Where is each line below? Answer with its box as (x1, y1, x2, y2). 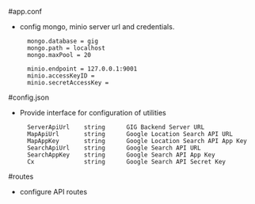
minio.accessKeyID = (27, 72, 95, 80)
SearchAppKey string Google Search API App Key (27, 151, 215, 159)
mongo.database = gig (27, 37, 99, 45)
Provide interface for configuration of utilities (19, 108, 166, 117)
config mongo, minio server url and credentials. (19, 22, 175, 31)
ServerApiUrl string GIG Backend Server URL (27, 123, 205, 131)
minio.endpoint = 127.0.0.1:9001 (27, 65, 138, 73)
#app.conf (8, 7, 42, 16)
